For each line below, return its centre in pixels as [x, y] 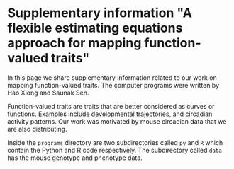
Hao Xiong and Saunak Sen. [48, 93]
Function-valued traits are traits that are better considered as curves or [111, 106]
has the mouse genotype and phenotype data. [75, 158]
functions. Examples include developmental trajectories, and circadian [110, 114]
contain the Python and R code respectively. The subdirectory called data [115, 150]
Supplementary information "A [100, 13]
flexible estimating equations [95, 28]
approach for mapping [74, 43]
